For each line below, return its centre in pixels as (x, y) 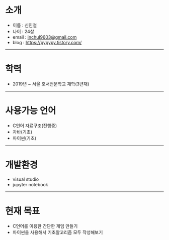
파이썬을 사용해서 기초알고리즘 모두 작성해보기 (58, 232)
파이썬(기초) (24, 138)
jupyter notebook (30, 184)
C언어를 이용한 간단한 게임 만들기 (45, 226)
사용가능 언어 (31, 111)
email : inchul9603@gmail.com (45, 37)
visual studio (26, 179)
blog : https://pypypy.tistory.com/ (47, 42)
